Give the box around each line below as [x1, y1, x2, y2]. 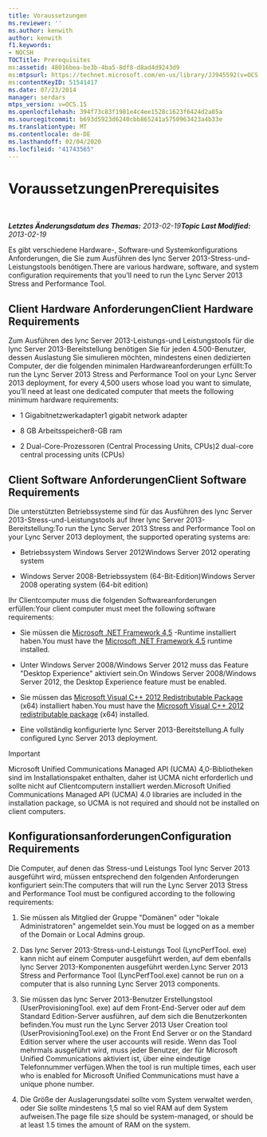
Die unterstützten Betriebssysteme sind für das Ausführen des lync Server [8, 506, 253, 516]
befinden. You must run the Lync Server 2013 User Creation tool [19, 1020, 229, 1029]
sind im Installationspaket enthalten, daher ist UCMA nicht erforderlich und [8, 773, 253, 782]
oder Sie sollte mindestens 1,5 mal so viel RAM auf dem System [19, 1103, 229, 1112]
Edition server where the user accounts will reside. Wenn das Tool [19, 1037, 238, 1046]
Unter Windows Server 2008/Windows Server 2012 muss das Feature [19, 659, 249, 670]
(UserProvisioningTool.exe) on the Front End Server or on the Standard [19, 1028, 253, 1037]
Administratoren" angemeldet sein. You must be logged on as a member [19, 921, 255, 930]
